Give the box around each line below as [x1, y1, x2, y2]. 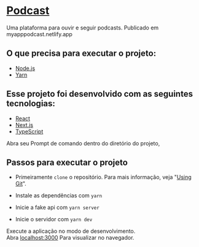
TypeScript [15, 127, 44, 135]
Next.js [15, 121, 34, 129]
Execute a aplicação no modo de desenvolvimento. [6, 227, 136, 235]
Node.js [15, 64, 36, 72]
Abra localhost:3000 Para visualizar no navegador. [6, 234, 135, 241]
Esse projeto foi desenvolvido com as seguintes [6, 89, 193, 99]
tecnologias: [6, 99, 55, 109]
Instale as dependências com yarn [15, 192, 103, 199]
